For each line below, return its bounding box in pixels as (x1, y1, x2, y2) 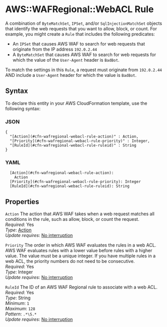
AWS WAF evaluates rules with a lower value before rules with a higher (5, 248, 152, 254)
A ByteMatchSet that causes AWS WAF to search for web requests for (12, 52, 156, 58)
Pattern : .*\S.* (5, 311, 37, 317)
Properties (5, 197, 39, 206)
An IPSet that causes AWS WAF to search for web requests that (12, 40, 145, 46)
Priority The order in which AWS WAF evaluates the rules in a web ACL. (5, 242, 156, 248)
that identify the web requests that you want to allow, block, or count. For (5, 25, 157, 31)
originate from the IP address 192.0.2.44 (12, 46, 97, 52)
